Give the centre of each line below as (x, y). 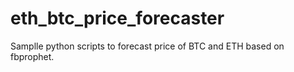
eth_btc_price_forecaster (117, 18)
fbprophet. (32, 56)
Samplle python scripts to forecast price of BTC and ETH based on (147, 46)
